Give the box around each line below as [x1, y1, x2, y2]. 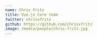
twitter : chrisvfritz [5, 17, 52, 22]
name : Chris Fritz [5, 7, 44, 13]
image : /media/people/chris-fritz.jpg [5, 26, 88, 31]
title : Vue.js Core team [5, 12, 58, 17]
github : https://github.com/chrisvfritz [5, 21, 93, 27]
